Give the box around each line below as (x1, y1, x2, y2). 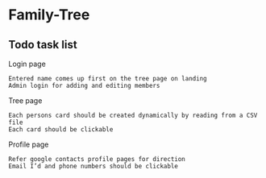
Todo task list (8, 38, 78, 52)
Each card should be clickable (8, 126, 114, 134)
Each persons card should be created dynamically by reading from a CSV (8, 111, 258, 119)
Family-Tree (8, 6, 90, 24)
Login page (8, 59, 46, 68)
